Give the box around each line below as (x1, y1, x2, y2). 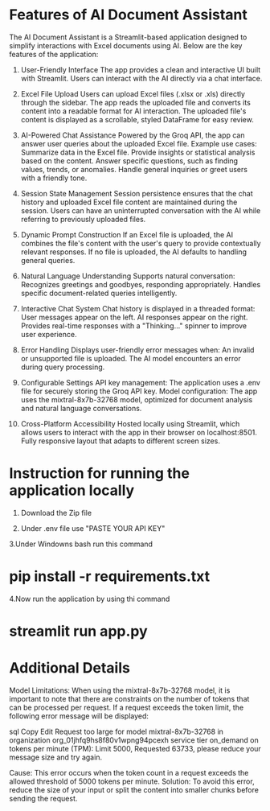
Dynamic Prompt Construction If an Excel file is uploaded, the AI (20, 229, 234, 239)
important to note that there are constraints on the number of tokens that (9, 694, 250, 703)
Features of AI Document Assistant (9, 6, 247, 24)
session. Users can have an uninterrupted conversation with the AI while (20, 205, 261, 215)
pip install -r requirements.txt (9, 567, 211, 586)
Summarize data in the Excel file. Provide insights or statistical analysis (20, 147, 256, 157)
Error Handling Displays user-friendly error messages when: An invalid (20, 344, 255, 355)
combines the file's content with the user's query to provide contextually (20, 238, 261, 248)
